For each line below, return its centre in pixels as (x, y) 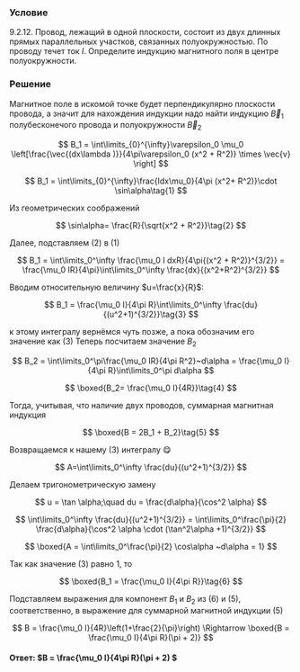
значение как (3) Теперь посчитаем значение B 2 (103, 342)
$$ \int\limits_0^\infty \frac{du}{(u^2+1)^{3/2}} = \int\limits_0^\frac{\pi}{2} (151, 519)
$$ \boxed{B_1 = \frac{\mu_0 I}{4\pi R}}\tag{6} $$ (151, 581)
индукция (28, 415)
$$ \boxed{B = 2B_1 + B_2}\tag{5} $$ (151, 432)
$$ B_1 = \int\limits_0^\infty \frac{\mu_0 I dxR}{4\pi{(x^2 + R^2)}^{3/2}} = (151, 260)
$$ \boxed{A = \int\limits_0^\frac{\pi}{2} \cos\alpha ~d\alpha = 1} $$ (151, 546)
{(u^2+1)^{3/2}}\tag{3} (145, 314)
